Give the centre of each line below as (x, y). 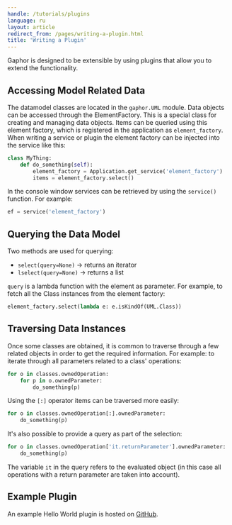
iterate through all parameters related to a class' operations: (94, 361)
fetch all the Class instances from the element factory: (86, 294)
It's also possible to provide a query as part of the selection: (95, 434)
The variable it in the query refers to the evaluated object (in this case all (114, 467)
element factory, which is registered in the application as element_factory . (115, 130)
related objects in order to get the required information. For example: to (111, 353)
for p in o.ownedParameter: (61, 380)
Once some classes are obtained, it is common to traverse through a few (113, 346)
